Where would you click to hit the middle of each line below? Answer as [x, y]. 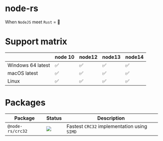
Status [54, 118]
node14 [135, 57]
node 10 [65, 57]
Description [111, 118]
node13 [111, 57]
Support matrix [36, 42]
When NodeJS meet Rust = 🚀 [33, 22]
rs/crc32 [17, 131]
